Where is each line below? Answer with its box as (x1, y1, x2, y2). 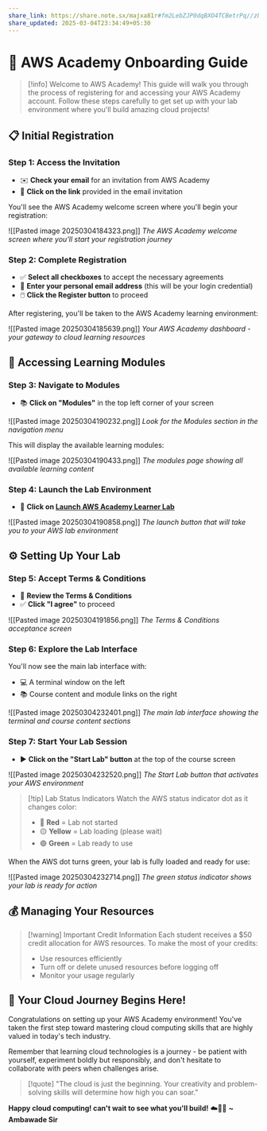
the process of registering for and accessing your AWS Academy (27, 88, 241, 98)
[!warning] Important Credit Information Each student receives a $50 (27, 930, 253, 939)
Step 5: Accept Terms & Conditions (8, 573, 146, 584)
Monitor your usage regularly (39, 970, 135, 980)
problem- (227, 1079, 258, 1089)
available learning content (8, 464, 95, 474)
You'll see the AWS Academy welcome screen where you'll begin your (8, 202, 238, 212)
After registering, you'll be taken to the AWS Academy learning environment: (8, 309, 258, 318)
